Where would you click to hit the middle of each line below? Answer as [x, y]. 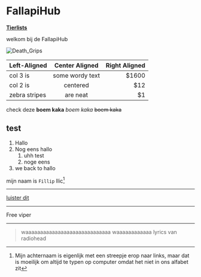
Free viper [19, 215]
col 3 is [19, 75]
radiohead [33, 238]
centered [77, 85]
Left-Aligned [28, 65]
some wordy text [77, 75]
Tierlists [17, 27]
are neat [77, 95]
